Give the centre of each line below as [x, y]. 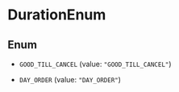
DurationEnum [57, 15]
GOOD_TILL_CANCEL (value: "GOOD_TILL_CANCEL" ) [95, 64]
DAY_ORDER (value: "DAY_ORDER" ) [70, 79]
